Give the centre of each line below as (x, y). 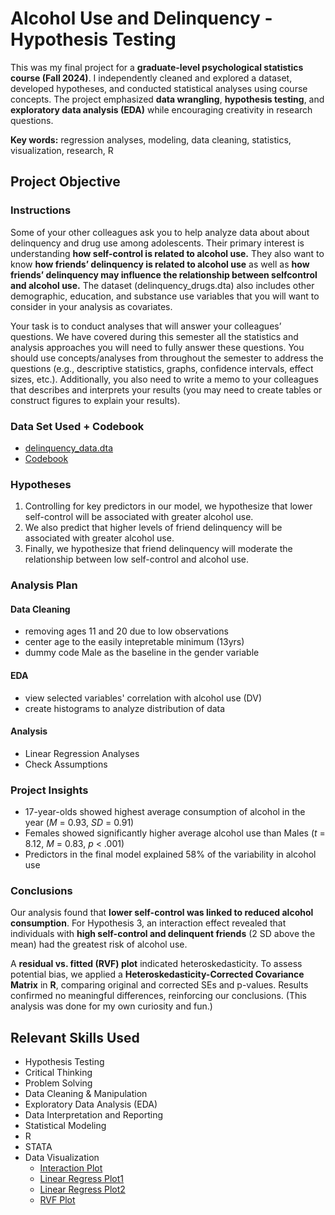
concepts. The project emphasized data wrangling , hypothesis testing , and (167, 99)
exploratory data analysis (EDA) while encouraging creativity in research (161, 109)
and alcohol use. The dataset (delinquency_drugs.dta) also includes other (162, 285)
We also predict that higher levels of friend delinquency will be (153, 528)
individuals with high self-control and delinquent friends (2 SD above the (163, 934)
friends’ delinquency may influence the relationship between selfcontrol (164, 274)
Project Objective (65, 182)
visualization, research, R (62, 150)
